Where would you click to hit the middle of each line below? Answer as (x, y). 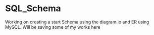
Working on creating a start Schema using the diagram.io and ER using (77, 22)
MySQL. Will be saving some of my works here (53, 27)
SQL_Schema (33, 9)
